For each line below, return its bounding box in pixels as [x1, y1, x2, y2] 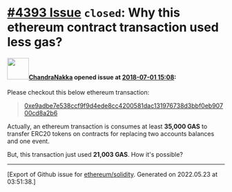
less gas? [7, 35, 63, 50]
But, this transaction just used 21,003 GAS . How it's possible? [7, 151, 183, 159]
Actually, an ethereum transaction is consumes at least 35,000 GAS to [7, 122, 208, 131]
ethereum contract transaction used [7, 19, 219, 35]
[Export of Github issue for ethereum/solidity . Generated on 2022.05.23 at [7, 171, 218, 179]
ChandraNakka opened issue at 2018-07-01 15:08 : [28, 73, 177, 81]
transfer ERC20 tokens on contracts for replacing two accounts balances [7, 130, 215, 138]
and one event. [7, 137, 50, 146]
